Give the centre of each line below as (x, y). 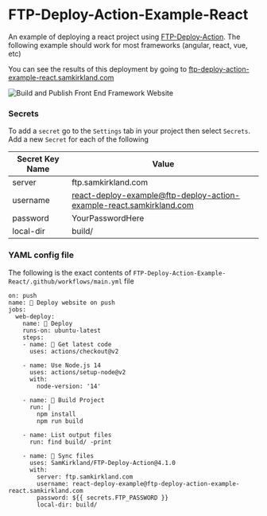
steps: (33, 337)
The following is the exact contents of (70, 272)
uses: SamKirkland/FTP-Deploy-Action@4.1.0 (103, 463)
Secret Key (38, 159)
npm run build (60, 421)
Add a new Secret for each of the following (79, 139)
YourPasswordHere (108, 218)
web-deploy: (35, 316)
